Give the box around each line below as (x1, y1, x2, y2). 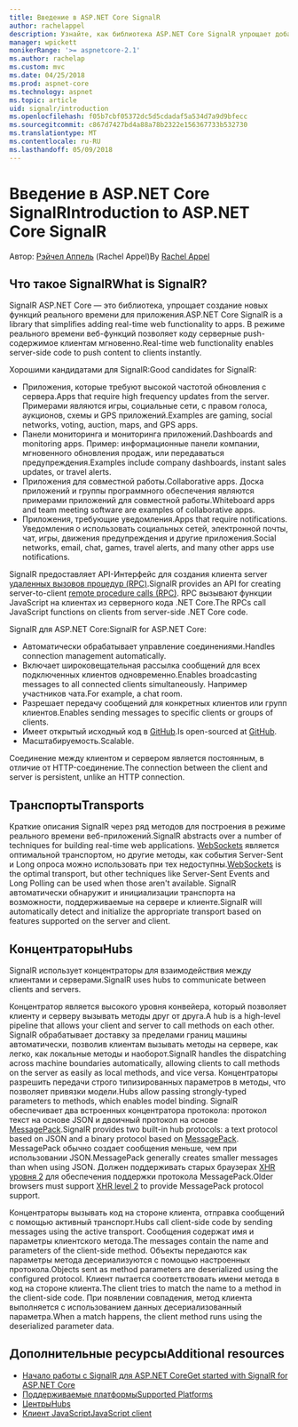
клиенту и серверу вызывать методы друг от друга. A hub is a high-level (9, 1011, 281, 1021)
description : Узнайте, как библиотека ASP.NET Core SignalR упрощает (9, 29, 272, 38)
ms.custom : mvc (9, 63, 66, 72)
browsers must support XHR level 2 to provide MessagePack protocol (9, 1181, 264, 1191)
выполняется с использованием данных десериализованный (9, 1302, 242, 1312)
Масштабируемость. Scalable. (21, 735, 135, 747)
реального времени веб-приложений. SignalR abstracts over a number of (9, 830, 282, 841)
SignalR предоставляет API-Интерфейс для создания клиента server (9, 569, 268, 580)
